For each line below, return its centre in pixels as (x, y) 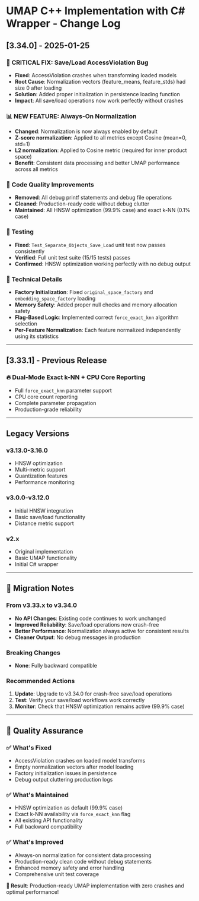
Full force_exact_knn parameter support (63, 390)
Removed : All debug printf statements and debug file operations (93, 198)
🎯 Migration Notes (40, 588)
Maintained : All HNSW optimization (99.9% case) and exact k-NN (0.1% (102, 210)
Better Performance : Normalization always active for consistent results (102, 631)
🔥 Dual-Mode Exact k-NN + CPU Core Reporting (76, 377)
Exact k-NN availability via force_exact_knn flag (73, 814)
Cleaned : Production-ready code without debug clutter (82, 204)
